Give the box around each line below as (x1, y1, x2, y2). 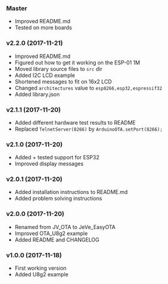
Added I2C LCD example (14, 72, 75, 79)
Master (6, 4, 28, 13)
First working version (14, 264, 67, 272)
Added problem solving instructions (14, 195, 103, 202)
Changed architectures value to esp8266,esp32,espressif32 (14, 84, 162, 91)
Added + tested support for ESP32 (14, 154, 100, 161)
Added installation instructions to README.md (14, 189, 128, 196)
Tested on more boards (14, 24, 72, 31)
